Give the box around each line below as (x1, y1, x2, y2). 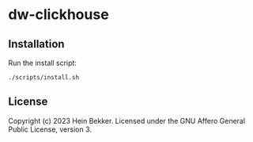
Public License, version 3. (8, 125, 93, 134)
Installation (8, 37, 65, 51)
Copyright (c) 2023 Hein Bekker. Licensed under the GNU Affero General (8, 116, 246, 125)
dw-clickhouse (8, 6, 109, 24)
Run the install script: (8, 58, 77, 67)
